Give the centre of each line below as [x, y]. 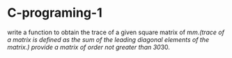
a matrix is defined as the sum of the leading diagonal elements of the [108, 39]
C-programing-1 [55, 13]
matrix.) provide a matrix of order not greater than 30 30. [89, 47]
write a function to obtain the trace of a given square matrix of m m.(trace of [116, 32]
